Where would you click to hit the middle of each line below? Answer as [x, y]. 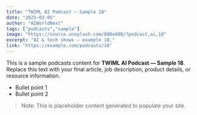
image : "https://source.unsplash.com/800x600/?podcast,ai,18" [86, 34]
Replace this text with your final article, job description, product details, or [98, 69]
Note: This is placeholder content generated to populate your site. [103, 105]
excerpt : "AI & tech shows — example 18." [61, 40]
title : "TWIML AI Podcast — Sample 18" [57, 12]
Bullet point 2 [32, 94]
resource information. [33, 76]
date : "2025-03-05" [31, 18]
